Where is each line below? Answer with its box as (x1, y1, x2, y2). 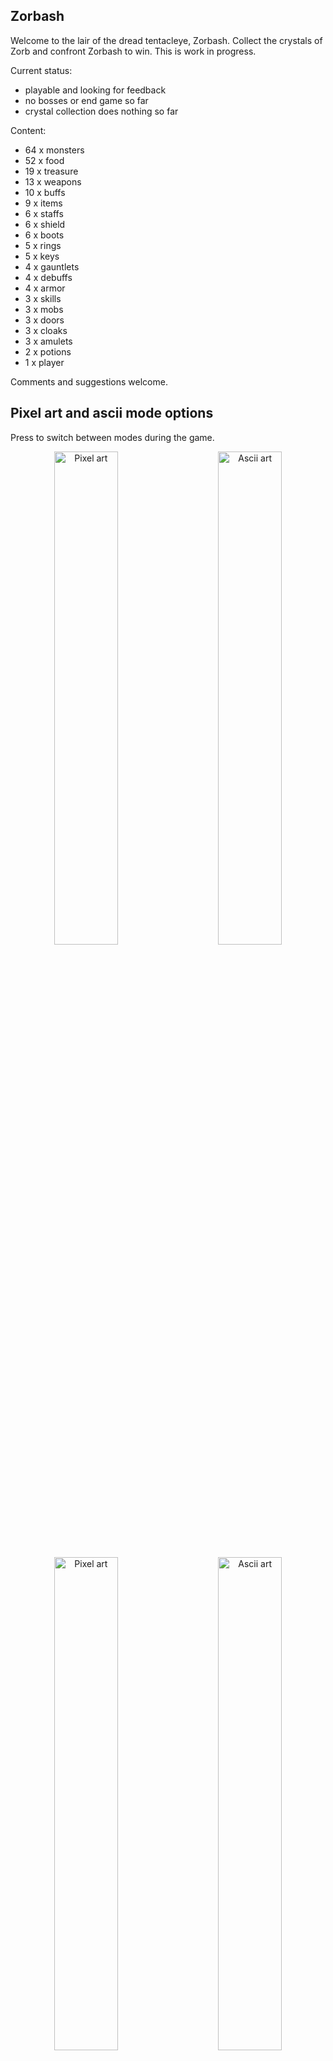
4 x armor (24, 282, 66, 294)
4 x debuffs (24, 271, 73, 283)
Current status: (10, 64, 73, 76)
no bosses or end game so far (24, 94, 149, 106)
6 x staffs (24, 207, 64, 219)
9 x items (24, 197, 63, 209)
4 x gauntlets (24, 260, 80, 273)
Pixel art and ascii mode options (10, 405, 214, 422)
